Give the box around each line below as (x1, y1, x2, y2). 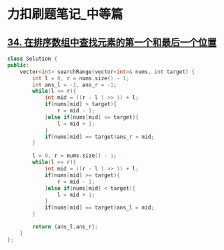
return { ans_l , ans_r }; (32, 223, 98, 230)
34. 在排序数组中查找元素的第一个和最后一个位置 (7, 36, 217, 48)
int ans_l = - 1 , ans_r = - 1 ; (32, 81, 117, 88)
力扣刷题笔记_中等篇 (7, 6, 124, 22)
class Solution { (7, 55, 58, 62)
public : (7, 61, 30, 68)
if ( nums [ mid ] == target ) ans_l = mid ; (44, 204, 155, 212)
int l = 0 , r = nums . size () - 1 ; (32, 75, 130, 82)
